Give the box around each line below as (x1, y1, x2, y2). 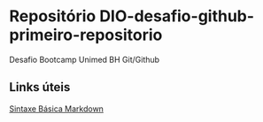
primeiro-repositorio (9, 25, 163, 45)
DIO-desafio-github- (98, 6, 255, 27)
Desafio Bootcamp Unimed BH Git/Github (9, 54, 160, 65)
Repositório (9, 6, 97, 27)
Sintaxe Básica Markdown (9, 103, 104, 114)
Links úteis (9, 80, 71, 95)
